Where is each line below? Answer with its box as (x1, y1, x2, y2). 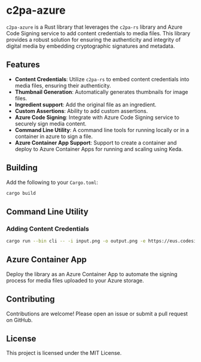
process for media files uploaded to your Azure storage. (6, 277, 144, 284)
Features (6, 60, 40, 70)
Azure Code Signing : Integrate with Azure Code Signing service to (14, 113, 179, 121)
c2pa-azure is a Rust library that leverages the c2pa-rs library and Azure (6, 23, 182, 30)
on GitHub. (6, 316, 33, 323)
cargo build (6, 190, 36, 196)
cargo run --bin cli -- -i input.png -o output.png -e (6, 238, 146, 244)
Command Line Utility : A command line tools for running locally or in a (14, 126, 190, 133)
